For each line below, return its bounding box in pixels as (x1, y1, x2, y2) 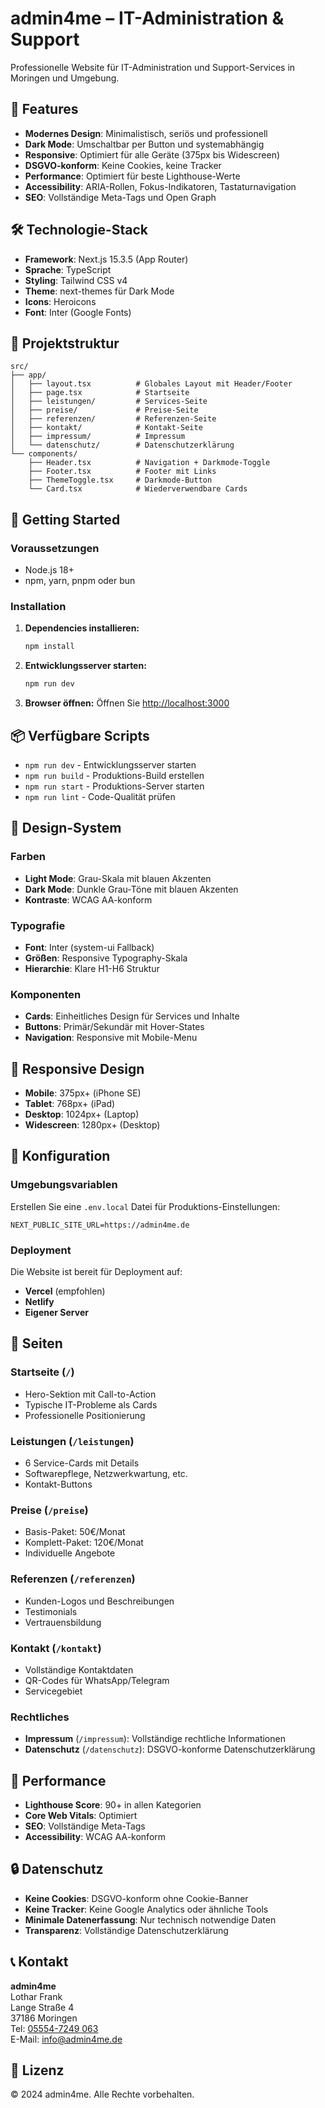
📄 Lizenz (10, 2062, 65, 2079)
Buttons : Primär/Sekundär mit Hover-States (24, 1021, 205, 1033)
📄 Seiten (10, 1335, 63, 1352)
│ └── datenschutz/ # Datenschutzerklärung (10, 440, 235, 451)
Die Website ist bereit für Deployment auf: (10, 1266, 183, 1277)
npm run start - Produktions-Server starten (24, 780, 205, 792)
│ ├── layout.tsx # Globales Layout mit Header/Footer (10, 379, 293, 389)
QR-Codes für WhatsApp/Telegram (24, 1674, 170, 1686)
